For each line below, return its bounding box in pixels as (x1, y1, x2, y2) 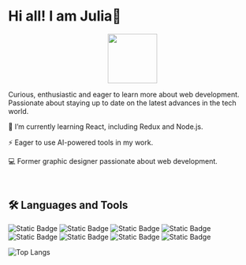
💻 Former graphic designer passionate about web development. (8, 156, 218, 165)
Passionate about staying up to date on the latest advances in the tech (8, 98, 237, 108)
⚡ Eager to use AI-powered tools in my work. (8, 138, 154, 147)
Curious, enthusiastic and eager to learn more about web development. (8, 89, 240, 99)
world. (8, 106, 29, 115)
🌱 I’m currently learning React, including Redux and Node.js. (8, 122, 203, 131)
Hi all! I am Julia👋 (8, 7, 122, 25)
